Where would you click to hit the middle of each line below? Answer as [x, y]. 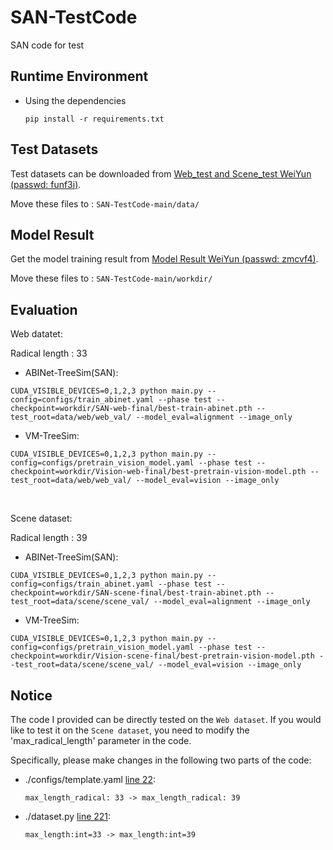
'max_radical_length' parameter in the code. [101, 740]
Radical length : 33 [49, 353]
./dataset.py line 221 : [68, 816]
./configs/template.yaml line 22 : [90, 779]
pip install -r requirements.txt [94, 119]
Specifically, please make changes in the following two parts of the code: [161, 760]
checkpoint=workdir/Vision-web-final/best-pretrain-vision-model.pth [158, 472]
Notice [31, 695]
